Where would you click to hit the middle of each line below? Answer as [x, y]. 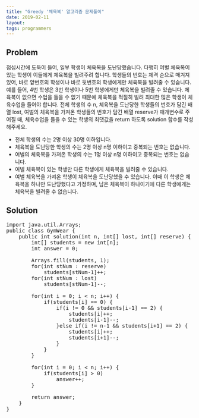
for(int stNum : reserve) [69, 266]
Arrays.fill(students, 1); [70, 260]
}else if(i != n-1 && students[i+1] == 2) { [122, 326]
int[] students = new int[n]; [75, 242]
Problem [22, 52]
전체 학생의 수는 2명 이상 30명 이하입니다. [63, 140]
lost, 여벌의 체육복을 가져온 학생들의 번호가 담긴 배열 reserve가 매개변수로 [98, 112]
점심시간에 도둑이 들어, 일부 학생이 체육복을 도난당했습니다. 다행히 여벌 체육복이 [98, 67]
